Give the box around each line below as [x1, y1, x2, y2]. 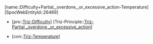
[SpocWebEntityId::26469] [4, 9, 58, 15]
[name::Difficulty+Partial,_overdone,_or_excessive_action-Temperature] [4, 4, 149, 10]
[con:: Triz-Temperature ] [11, 34, 60, 39]
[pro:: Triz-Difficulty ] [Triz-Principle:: [11, 19, 84, 24]
